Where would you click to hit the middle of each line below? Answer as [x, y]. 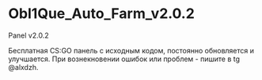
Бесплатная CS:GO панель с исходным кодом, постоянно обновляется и [131, 50]
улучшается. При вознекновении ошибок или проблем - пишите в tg [124, 59]
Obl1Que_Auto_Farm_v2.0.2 [102, 14]
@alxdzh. [23, 67]
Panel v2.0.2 [28, 35]
